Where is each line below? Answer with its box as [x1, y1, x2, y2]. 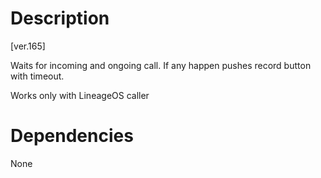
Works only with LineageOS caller [10, 89, 150, 101]
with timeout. [10, 70, 65, 82]
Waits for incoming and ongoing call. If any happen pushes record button [10, 59, 312, 71]
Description [10, 7, 110, 30]
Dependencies [10, 125, 134, 147]
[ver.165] [10, 40, 46, 52]
